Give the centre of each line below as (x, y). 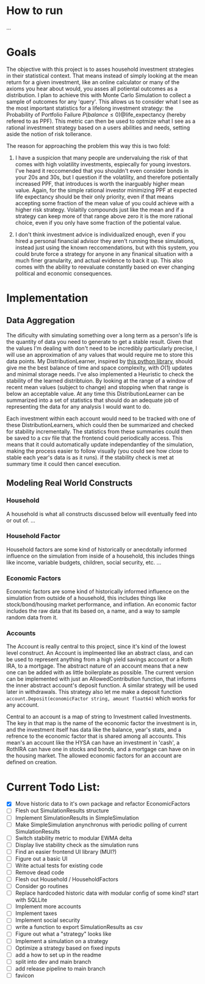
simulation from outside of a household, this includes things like (86, 598)
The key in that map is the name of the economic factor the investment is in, (102, 723)
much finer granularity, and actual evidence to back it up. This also (99, 260)
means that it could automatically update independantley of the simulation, (100, 444)
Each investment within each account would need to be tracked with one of (101, 418)
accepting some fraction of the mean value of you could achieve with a (104, 203)
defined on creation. (32, 762)
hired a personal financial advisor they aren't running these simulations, (105, 241)
